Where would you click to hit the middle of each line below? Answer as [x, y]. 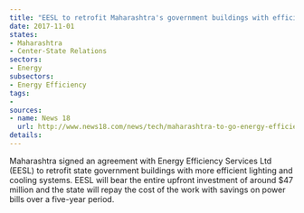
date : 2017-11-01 [42, 26]
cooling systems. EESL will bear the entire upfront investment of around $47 [152, 180]
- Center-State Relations [58, 51]
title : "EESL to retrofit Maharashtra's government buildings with [139, 18]
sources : [26, 110]
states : [24, 34]
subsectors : [32, 77]
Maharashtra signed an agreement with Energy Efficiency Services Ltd [141, 161]
